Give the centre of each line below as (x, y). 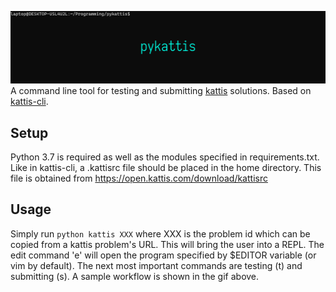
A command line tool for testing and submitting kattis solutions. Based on (161, 91)
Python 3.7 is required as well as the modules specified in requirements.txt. (165, 157)
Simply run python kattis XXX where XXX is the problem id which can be (160, 233)
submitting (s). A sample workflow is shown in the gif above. (135, 276)
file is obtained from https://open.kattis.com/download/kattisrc (139, 178)
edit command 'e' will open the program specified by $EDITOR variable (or (163, 255)
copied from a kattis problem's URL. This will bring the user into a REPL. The (167, 244)
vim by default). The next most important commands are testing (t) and (156, 265)
